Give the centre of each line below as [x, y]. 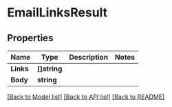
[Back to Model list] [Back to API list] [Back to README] [86, 97]
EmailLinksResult [57, 13]
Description [88, 57]
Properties [30, 38]
